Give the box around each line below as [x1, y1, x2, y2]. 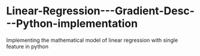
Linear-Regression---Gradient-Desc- [6, 4, 195, 18]
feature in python [6, 43, 49, 50]
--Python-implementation [6, 17, 138, 30]
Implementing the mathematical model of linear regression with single [6, 36, 178, 43]
